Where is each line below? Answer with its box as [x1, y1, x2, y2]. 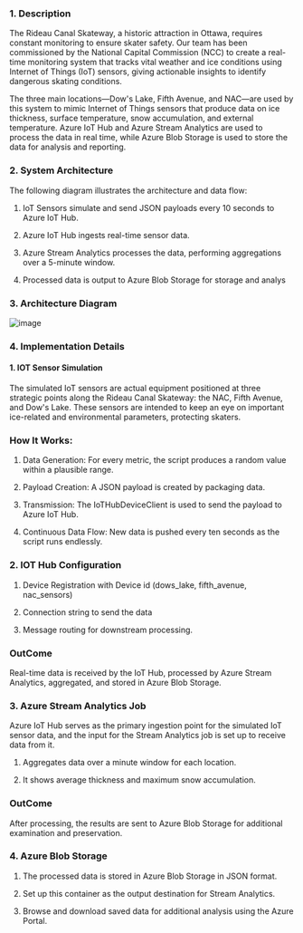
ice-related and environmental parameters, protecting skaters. [9, 411, 241, 423]
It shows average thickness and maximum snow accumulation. [22, 774, 256, 785]
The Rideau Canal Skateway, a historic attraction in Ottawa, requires [9, 28, 263, 39]
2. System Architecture [9, 164, 114, 177]
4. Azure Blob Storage [9, 850, 109, 862]
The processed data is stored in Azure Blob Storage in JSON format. [22, 870, 278, 881]
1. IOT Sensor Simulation [9, 362, 103, 373]
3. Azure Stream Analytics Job [9, 699, 147, 712]
